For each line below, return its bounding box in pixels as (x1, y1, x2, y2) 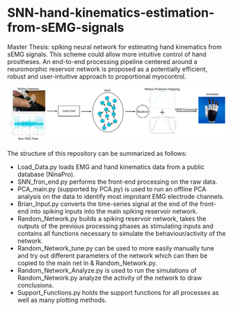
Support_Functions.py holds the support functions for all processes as (17, 289, 219, 297)
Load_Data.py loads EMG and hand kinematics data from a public (17, 163, 205, 171)
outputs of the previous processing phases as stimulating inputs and (17, 222, 214, 230)
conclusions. (17, 281, 54, 289)
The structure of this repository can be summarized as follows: (7, 150, 188, 158)
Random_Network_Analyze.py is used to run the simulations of (17, 266, 197, 275)
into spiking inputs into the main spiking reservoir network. (30, 207, 198, 216)
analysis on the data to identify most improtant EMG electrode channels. (17, 193, 225, 201)
